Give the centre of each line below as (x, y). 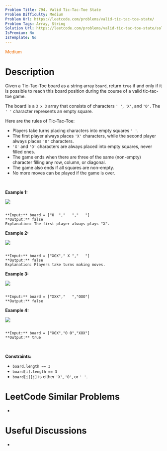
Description (30, 72)
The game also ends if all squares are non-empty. (63, 167)
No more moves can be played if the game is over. (64, 173)
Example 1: (17, 192)
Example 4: (17, 310)
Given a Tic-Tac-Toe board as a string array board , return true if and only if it (83, 86)
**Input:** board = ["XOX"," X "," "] (48, 256)
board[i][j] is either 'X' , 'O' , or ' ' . (50, 376)
